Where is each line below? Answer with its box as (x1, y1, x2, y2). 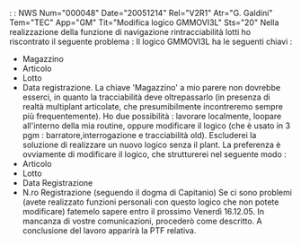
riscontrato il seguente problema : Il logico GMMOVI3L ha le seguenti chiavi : (9, 36, 293, 47)
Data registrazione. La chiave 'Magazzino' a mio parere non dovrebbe (22, 83, 281, 92)
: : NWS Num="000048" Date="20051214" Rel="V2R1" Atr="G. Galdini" (9, 8, 273, 18)
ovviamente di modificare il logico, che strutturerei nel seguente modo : (22, 149, 288, 160)
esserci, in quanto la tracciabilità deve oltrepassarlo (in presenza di (22, 92, 271, 102)
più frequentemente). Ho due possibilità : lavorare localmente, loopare (22, 111, 282, 121)
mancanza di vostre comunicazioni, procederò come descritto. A (22, 215, 262, 226)
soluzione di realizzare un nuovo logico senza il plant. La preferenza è (22, 139, 281, 150)
